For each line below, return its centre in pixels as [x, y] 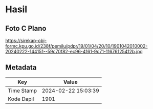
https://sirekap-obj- [26, 40]
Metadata [21, 68]
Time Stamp [23, 91]
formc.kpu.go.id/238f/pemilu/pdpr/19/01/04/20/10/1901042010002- [76, 46]
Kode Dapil [21, 99]
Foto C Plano [26, 28]
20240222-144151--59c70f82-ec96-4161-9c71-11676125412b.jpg [74, 51]
